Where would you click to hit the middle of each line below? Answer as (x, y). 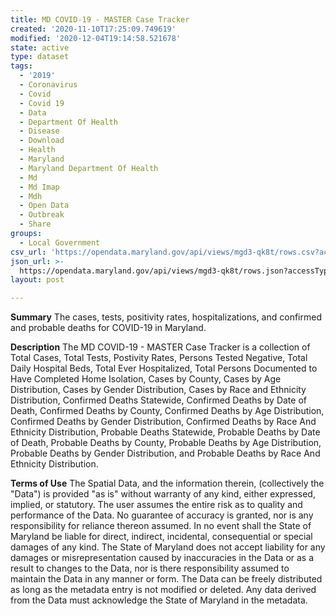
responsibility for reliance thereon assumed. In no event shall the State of (161, 526)
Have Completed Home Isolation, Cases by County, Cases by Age (146, 379)
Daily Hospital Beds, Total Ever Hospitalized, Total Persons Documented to (164, 368)
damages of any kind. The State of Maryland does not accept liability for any (168, 547)
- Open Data (44, 206)
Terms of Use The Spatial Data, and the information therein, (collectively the (167, 483)
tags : (21, 66)
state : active (40, 47)
